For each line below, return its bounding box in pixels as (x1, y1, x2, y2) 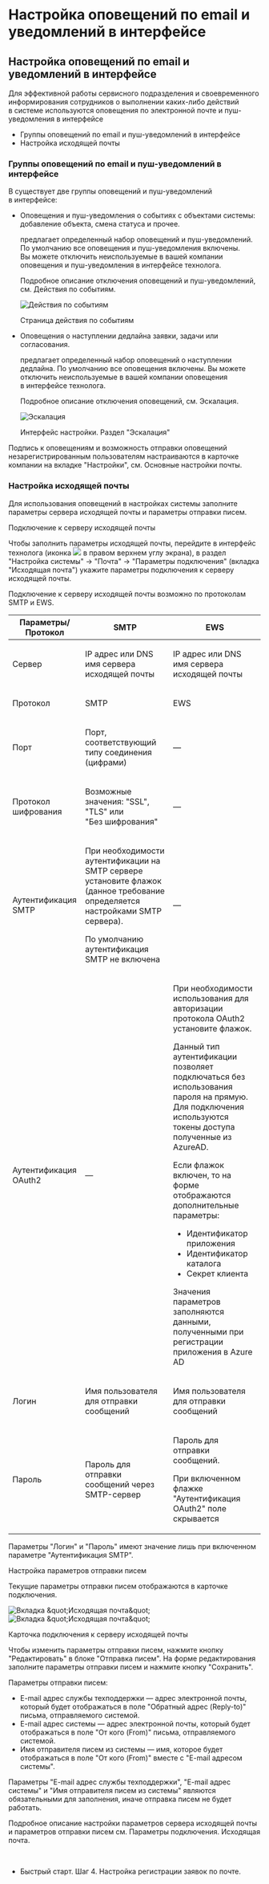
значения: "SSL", (85, 795, 150, 807)
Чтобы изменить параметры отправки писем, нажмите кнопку (8, 1645, 224, 1654)
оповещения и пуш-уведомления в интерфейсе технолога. (19, 260, 222, 270)
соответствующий (85, 737, 157, 748)
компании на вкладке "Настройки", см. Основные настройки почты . (8, 460, 243, 470)
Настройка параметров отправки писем (8, 1565, 147, 1575)
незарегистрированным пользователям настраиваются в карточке (8, 452, 239, 461)
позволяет (173, 1061, 214, 1072)
